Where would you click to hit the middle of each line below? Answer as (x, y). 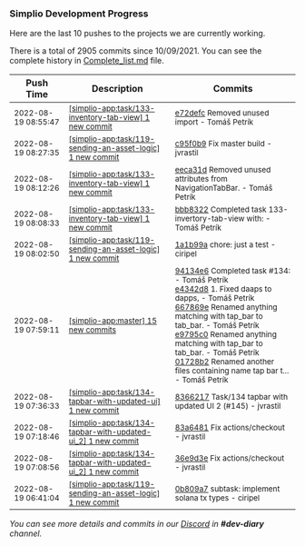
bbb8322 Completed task (221, 210)
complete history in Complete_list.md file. (87, 61)
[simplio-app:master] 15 (113, 321)
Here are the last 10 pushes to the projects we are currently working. (138, 34)
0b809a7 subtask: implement (227, 489)
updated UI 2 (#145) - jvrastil (228, 406)
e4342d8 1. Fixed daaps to (223, 289)
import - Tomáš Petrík (214, 122)
